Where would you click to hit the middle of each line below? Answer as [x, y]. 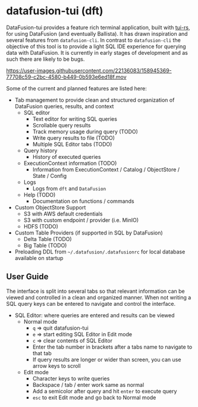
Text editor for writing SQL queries [75, 119]
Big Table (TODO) [45, 245]
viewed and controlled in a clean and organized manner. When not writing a [99, 297]
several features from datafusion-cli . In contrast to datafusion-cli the [94, 40]
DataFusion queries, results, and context [64, 106]
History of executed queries [67, 156]
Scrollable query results [62, 125]
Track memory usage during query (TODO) [85, 132]
